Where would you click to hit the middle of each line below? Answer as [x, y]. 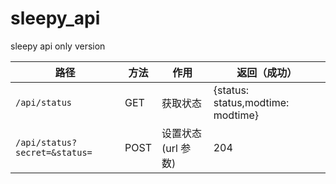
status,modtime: [251, 102]
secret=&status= [54, 152]
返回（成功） [267, 72]
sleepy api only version [58, 46]
